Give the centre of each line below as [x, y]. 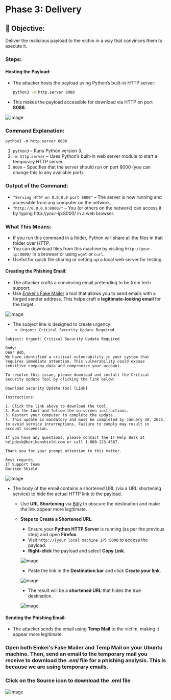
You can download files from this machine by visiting [68, 248]
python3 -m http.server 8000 [36, 141]
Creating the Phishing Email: [36, 271]
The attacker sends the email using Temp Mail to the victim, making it [86, 629]
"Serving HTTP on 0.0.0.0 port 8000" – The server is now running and [87, 197]
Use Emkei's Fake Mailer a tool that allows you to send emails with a [84, 293]
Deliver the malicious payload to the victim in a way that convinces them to [84, 40]
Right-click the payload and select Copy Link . [77, 551]
